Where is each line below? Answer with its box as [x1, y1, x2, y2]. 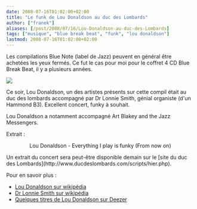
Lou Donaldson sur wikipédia [14, 183, 87, 190]
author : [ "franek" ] [6, 20, 55, 26]
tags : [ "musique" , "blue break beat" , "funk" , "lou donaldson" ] [6, 31, 170, 37]
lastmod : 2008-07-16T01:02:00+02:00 [6, 36, 97, 42]
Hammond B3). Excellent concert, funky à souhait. [6, 101, 130, 108]
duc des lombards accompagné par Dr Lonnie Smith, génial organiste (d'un [6, 95, 191, 102]
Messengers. [6, 119, 39, 126]
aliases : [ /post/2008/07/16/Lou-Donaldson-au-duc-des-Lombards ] [6, 25, 170, 32]
